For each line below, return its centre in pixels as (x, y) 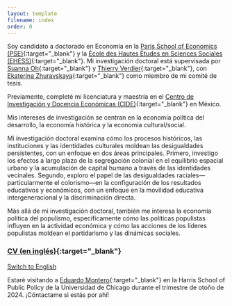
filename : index (31, 20)
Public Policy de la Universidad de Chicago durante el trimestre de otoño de (116, 287)
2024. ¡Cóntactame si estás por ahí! (58, 295)
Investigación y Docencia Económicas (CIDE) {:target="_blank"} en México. (114, 104)
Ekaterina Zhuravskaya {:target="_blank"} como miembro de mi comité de (112, 76)
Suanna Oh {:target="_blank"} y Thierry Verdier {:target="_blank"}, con (107, 69)
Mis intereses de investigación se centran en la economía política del (106, 118)
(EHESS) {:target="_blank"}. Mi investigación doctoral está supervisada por (114, 61)
